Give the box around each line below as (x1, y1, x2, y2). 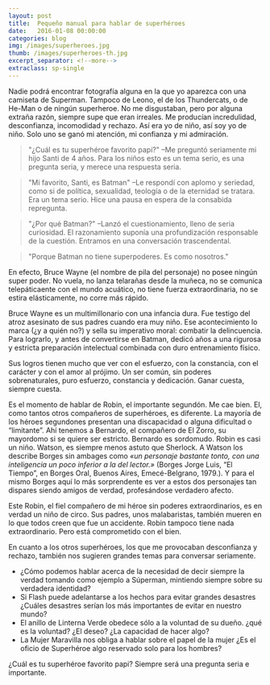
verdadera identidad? (19, 583, 91, 593)
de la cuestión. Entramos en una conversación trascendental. (27, 235, 232, 246)
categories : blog (8, 34, 67, 43)
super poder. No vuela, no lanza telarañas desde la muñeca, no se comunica (8, 276, 263, 285)
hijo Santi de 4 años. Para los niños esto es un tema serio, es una (27, 153, 244, 163)
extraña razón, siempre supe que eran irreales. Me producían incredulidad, (8, 112, 257, 122)
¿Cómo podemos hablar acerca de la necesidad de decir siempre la (19, 566, 245, 576)
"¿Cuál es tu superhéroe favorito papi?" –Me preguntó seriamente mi (27, 144, 257, 154)
